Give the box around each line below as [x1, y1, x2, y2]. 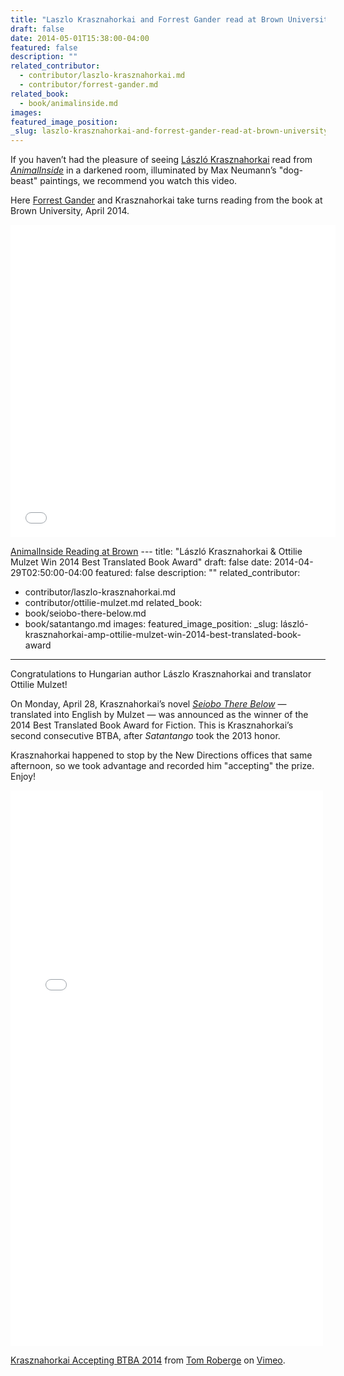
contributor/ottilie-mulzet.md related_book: [24, 597, 203, 609]
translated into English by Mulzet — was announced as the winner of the [10, 709, 309, 721]
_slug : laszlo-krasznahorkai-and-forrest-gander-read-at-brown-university [10, 126, 329, 136]
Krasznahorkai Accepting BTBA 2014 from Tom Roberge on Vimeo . [10, 1354, 286, 1366]
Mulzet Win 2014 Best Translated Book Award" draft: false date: [10, 556, 272, 568]
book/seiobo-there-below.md [24, 607, 147, 620]
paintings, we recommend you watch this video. [39, 175, 238, 187]
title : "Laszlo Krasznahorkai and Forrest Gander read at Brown [10, 14, 284, 25]
